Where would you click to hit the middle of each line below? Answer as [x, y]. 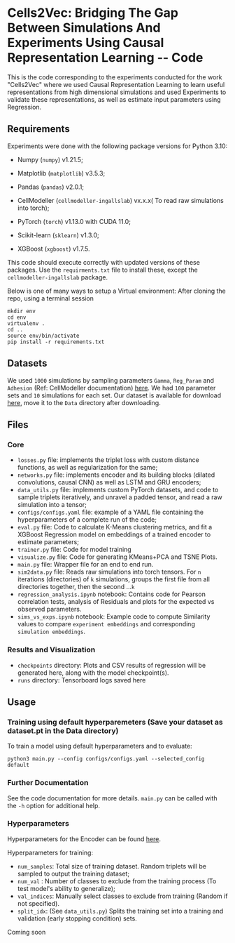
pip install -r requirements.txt [56, 342]
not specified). [38, 903]
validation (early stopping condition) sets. [77, 918]
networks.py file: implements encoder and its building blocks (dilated [116, 475]
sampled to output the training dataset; [73, 873]
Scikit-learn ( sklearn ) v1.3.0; [58, 235]
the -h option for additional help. [54, 805]
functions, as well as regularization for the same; [87, 468]
